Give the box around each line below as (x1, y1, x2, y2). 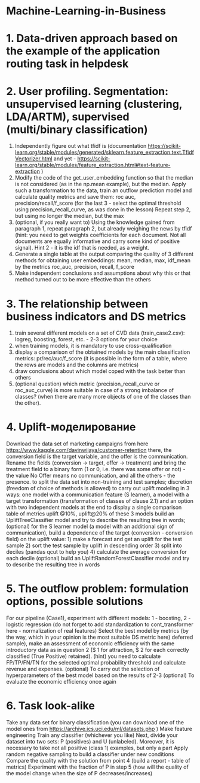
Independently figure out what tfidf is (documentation (14, 142, 147, 150)
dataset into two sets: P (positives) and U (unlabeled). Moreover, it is (6, 738, 175, 745)
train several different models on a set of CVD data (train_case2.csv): (14, 329, 185, 336)
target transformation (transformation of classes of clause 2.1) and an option (6, 497, 194, 505)
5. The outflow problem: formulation (6, 582, 189, 596)
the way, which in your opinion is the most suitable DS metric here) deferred (6, 633, 193, 641)
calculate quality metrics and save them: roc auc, (14, 193, 136, 201)
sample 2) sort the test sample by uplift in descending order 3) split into (6, 542, 182, 549)
